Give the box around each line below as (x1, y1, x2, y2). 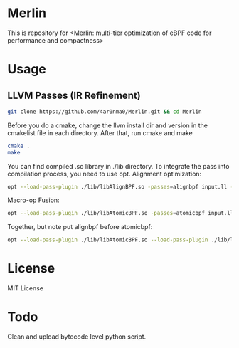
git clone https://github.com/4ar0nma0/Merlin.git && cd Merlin (7, 108, 202, 115)
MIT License (7, 284, 44, 292)
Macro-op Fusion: (7, 196, 60, 204)
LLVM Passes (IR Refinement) (7, 89, 141, 101)
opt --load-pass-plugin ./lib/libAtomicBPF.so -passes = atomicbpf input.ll (7, 210, 234, 217)
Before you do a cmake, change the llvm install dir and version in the (7, 121, 208, 130)
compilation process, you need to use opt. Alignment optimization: (7, 169, 202, 178)
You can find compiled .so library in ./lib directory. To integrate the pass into (7, 162, 230, 170)
